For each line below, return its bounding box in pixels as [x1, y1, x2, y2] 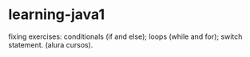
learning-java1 [8, 6, 105, 24]
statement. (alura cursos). [8, 40, 93, 49]
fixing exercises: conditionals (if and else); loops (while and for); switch [8, 32, 243, 41]
